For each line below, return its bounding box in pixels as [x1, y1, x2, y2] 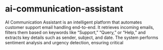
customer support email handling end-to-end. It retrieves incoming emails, [5, 24, 154, 30]
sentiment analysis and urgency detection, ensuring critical [5, 39, 124, 45]
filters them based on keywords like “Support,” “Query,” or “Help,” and [5, 29, 146, 35]
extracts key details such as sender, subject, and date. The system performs [5, 35, 159, 40]
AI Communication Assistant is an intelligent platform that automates [5, 19, 142, 25]
